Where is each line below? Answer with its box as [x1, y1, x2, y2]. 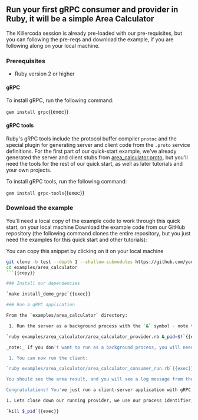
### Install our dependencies [6, 280, 81, 287]
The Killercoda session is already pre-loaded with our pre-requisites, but [6, 29, 183, 37]
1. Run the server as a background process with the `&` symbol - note [8, 323, 189, 329]
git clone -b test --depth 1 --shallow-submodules [6, 259, 133, 265]
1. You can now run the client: [8, 355, 88, 361]
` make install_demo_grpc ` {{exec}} [6, 291, 91, 297]
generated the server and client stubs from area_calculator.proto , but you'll [6, 153, 188, 161]
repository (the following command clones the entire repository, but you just [6, 229, 191, 237]
